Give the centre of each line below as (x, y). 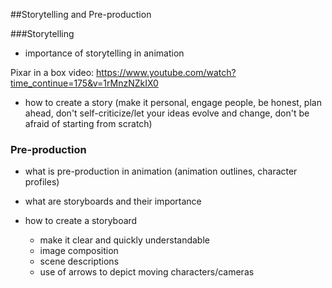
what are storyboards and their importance (113, 201)
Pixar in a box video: (52, 72)
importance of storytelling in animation (104, 53)
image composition (79, 251)
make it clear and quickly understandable (124, 240)
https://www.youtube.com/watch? (166, 72)
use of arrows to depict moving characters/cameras (147, 272)
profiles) (42, 182)
